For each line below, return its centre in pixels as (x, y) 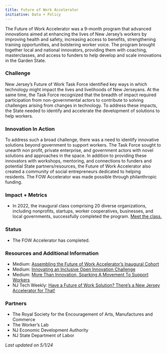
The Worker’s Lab (30, 325)
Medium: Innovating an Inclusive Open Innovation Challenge (74, 269)
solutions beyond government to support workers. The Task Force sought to (83, 145)
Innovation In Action (30, 129)
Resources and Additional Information (52, 253)
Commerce (24, 320)
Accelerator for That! (34, 290)
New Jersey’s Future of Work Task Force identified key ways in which (76, 84)
